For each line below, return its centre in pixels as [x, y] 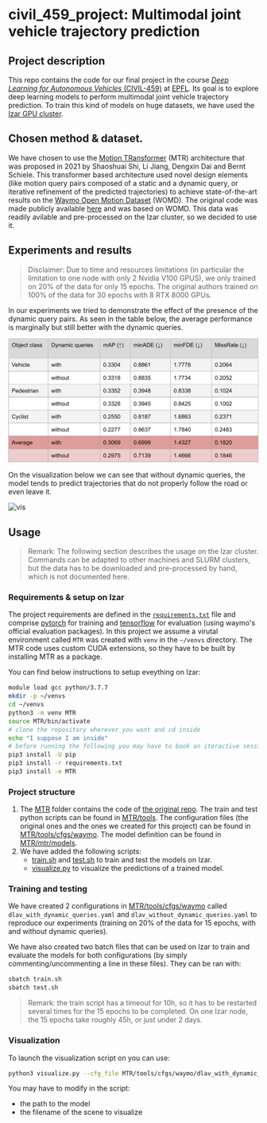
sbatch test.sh [33, 988]
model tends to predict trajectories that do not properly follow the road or [128, 483]
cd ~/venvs [26, 705]
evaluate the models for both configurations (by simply [98, 955]
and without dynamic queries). [58, 931]
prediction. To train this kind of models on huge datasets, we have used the [132, 105]
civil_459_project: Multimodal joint [125, 15]
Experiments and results [70, 251]
